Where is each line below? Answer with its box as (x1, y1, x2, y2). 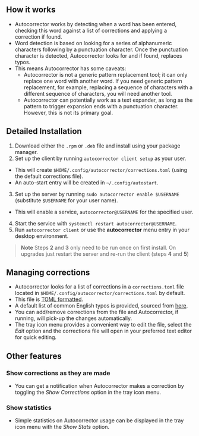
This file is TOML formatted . (14, 296, 84, 303)
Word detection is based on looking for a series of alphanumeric (14, 39, 172, 46)
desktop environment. (14, 232, 69, 240)
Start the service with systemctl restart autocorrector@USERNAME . (14, 219, 177, 227)
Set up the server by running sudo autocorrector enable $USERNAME (14, 190, 180, 197)
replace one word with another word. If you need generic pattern (23, 77, 182, 84)
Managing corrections (6, 268, 90, 278)
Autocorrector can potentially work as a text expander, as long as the (23, 96, 193, 103)
